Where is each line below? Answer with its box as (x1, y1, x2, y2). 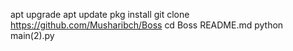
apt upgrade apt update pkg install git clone (10, 9, 190, 20)
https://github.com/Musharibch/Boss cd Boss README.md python (10, 19, 284, 31)
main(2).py (10, 30, 55, 41)
